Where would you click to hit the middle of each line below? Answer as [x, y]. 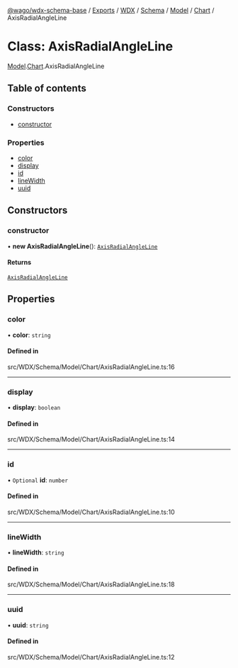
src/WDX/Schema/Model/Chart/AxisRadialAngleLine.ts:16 [91, 367]
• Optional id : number [38, 480]
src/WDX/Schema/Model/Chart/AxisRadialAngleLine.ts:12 [91, 657]
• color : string [29, 335]
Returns [19, 263]
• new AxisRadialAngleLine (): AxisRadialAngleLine [83, 246]
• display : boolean [34, 407]
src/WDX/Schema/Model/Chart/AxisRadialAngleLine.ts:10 [91, 512]
